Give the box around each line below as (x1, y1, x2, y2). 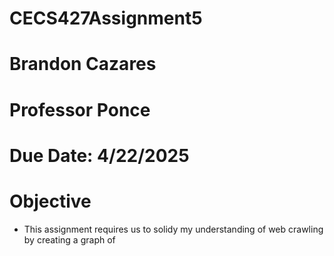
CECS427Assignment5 (9, 7, 203, 30)
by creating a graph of (23, 233, 116, 246)
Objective (9, 190, 92, 212)
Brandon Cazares (9, 53, 157, 76)
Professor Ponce (9, 98, 151, 121)
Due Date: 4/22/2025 (9, 144, 190, 167)
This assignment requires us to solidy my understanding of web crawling (23, 223, 324, 235)
